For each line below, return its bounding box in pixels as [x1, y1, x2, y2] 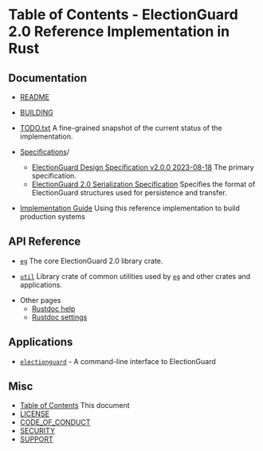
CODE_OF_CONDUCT [19, 418, 91, 427]
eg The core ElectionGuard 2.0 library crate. [19, 256, 163, 265]
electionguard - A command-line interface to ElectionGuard [19, 356, 217, 366]
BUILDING [19, 108, 53, 117]
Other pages [19, 295, 61, 304]
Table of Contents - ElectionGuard [8, 6, 239, 24]
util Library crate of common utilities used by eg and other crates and [19, 271, 251, 280]
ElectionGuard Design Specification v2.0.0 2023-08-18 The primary [31, 163, 254, 172]
